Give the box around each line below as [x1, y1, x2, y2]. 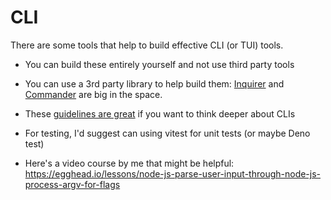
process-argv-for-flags [24, 178, 121, 190]
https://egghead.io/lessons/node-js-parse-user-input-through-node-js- [24, 167, 322, 180]
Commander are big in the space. [24, 88, 163, 100]
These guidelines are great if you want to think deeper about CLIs [24, 107, 296, 120]
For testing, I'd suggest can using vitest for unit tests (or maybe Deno [24, 127, 311, 139]
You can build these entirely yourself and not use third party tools [24, 58, 295, 70]
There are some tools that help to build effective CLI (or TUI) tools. [10, 39, 284, 51]
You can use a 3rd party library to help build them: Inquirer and [24, 77, 285, 90]
